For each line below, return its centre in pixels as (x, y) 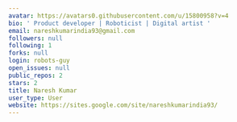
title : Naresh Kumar (43, 90)
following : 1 (30, 46)
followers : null (35, 38)
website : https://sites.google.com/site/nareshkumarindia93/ (113, 105)
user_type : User (35, 98)
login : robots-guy (39, 61)
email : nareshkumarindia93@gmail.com (72, 31)
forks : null (28, 53)
